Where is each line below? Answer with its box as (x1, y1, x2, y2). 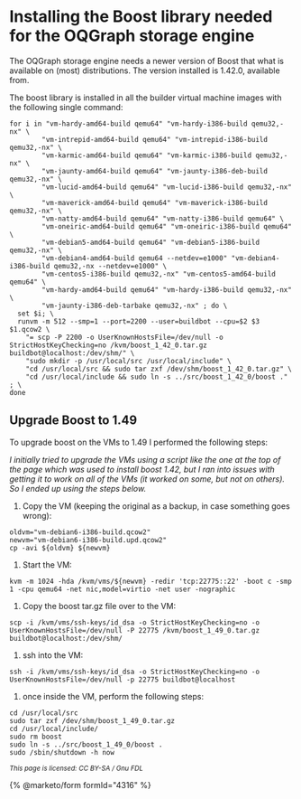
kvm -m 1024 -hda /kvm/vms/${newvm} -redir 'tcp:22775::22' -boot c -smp (9, 577, 293, 586)
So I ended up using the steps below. (9, 483, 147, 493)
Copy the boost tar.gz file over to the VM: (22, 600, 177, 611)
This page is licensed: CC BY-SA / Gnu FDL (9, 764, 144, 773)
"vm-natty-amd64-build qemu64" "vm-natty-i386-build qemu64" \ (41, 214, 284, 223)
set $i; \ (17, 309, 54, 318)
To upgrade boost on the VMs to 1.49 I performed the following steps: (9, 437, 269, 447)
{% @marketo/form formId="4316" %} (9, 779, 151, 790)
